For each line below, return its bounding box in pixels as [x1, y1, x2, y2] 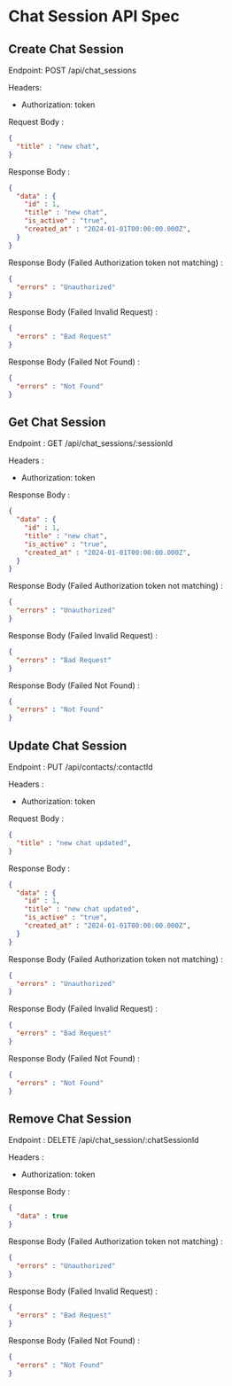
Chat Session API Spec [8, 6, 181, 27]
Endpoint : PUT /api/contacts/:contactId [8, 762, 153, 772]
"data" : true [16, 1212, 68, 1221]
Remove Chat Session [8, 1111, 132, 1126]
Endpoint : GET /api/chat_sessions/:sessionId [8, 438, 174, 449]
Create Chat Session [8, 42, 125, 57]
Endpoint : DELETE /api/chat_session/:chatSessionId [8, 1135, 200, 1146]
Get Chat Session [8, 414, 106, 429]
